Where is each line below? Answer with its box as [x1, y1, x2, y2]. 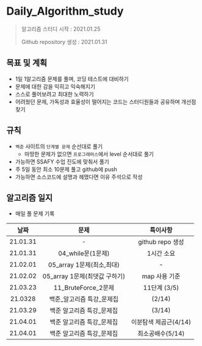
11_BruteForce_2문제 [53, 284, 115, 292]
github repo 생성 [138, 238, 184, 247]
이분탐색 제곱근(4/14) [131, 318, 191, 326]
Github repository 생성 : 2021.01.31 [21, 38, 107, 45]
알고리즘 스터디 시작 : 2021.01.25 [21, 25, 101, 32]
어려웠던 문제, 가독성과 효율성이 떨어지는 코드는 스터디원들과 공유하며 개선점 [15, 98, 197, 105]
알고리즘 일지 [6, 192, 53, 203]
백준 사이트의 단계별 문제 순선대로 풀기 [15, 142, 103, 150]
